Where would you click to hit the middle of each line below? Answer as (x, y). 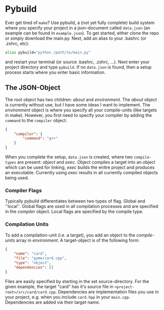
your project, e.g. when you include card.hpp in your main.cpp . (68, 297)
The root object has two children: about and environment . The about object (81, 100)
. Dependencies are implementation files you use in (107, 292)
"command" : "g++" (40, 138)
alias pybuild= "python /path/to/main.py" (48, 52)
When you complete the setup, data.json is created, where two (69, 157)
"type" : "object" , (33, 263)
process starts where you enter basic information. (55, 72)
